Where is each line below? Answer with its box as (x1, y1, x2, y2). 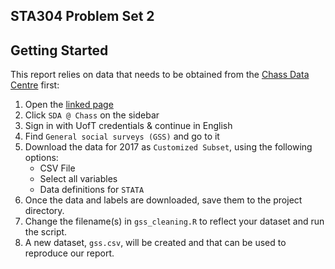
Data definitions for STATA (39, 184, 145, 196)
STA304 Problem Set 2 (10, 8, 155, 25)
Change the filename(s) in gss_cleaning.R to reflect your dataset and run (24, 215, 325, 228)
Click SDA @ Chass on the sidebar (24, 109, 160, 121)
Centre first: (10, 79, 60, 91)
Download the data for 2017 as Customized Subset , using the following (24, 141, 313, 153)
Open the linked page (24, 99, 114, 111)
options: (24, 152, 59, 164)
